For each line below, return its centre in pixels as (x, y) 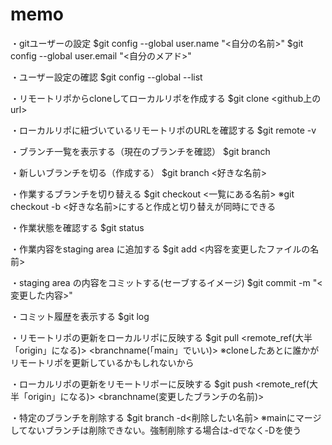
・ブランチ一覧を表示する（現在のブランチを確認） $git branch (140, 151)
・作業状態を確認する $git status (77, 227)
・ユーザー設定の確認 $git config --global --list (106, 77)
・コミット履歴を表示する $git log (80, 316)
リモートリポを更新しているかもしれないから (102, 362)
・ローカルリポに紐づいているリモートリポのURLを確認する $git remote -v (163, 130)
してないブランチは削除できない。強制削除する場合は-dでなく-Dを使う (156, 430)
